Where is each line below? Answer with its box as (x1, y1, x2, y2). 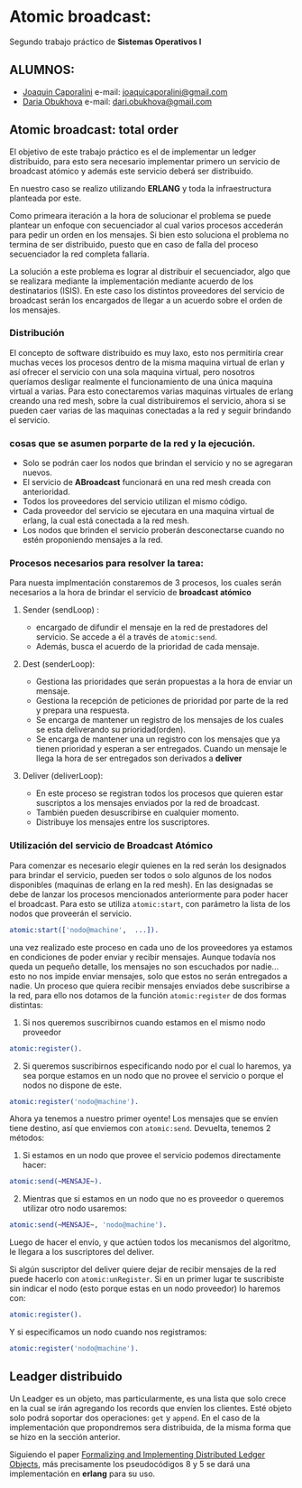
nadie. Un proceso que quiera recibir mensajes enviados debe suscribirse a (9, 980, 290, 991)
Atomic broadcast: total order (9, 122, 178, 137)
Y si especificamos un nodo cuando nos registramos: (9, 1326, 207, 1337)
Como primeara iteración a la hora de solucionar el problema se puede (9, 210, 272, 220)
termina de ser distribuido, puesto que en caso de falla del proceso (9, 239, 259, 249)
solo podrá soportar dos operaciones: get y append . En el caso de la (9, 1412, 261, 1423)
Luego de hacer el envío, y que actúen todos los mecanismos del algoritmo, (9, 1237, 291, 1248)
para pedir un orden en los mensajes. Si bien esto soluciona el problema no (9, 229, 289, 240)
